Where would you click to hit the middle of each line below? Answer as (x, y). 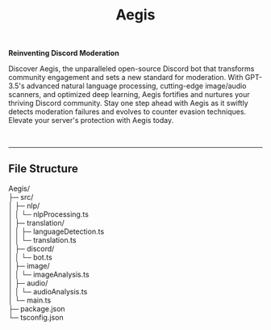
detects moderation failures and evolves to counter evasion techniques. (127, 112)
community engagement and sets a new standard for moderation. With (126, 77)
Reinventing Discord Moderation (64, 53)
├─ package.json (37, 308)
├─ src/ (21, 197)
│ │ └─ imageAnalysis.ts (49, 274)
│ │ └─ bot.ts (30, 257)
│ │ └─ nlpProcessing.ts (48, 214)
